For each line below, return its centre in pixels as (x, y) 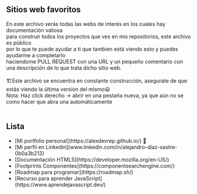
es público (19, 42)
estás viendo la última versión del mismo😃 (58, 89)
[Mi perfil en (29, 147)
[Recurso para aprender (44, 178)
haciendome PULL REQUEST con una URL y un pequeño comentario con (95, 61)
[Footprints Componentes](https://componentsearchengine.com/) (95, 166)
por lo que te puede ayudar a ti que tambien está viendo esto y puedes (92, 49)
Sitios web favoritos (44, 10)
